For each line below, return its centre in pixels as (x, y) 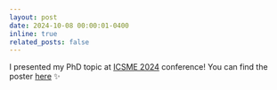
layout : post (33, 17)
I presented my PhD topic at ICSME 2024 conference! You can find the (139, 67)
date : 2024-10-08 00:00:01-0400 (69, 26)
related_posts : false (49, 42)
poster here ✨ (35, 77)
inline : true (33, 34)
